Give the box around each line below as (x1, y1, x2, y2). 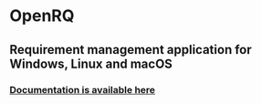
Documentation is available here (9, 83, 156, 96)
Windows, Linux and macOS (9, 56, 173, 71)
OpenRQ (9, 5, 75, 26)
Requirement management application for (9, 42, 253, 57)
